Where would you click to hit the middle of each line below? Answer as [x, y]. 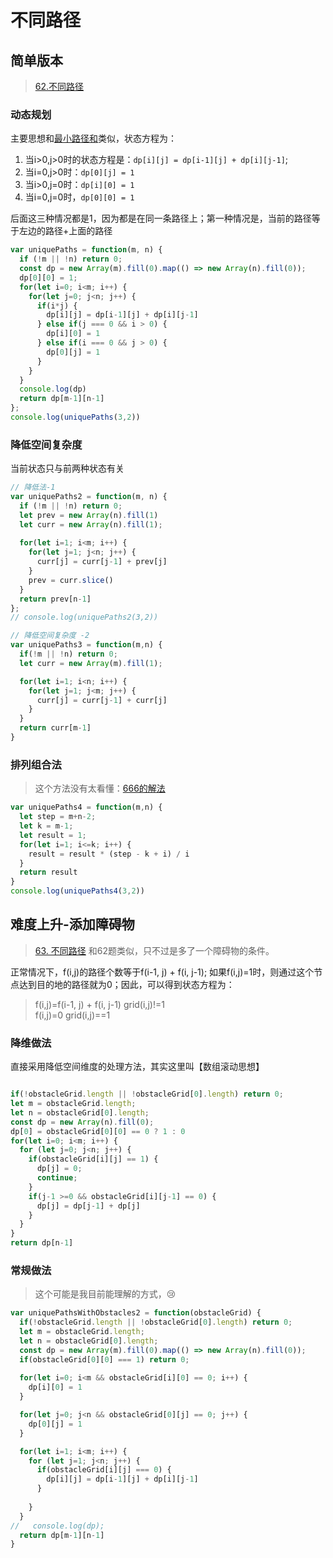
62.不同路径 [59, 86]
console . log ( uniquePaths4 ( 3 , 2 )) [77, 891]
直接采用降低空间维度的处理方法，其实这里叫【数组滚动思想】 [137, 1067]
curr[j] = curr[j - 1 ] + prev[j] [102, 562]
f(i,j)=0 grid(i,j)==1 [72, 1015]
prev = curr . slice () [71, 580]
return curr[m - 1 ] [55, 728]
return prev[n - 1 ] [55, 599]
